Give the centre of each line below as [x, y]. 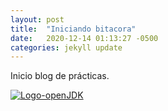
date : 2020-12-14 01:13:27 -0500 [84, 38]
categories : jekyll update [66, 47]
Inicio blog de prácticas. [60, 76]
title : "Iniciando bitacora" [73, 29]
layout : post [37, 19]
